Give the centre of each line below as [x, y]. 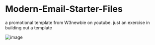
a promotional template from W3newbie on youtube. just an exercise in [77, 22]
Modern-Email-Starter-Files [64, 9]
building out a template [29, 27]
